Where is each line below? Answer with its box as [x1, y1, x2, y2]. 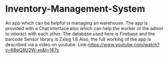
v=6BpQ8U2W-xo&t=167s [5, 47, 60, 53]
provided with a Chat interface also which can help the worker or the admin [5, 25, 163, 31]
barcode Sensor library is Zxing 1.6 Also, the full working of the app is [5, 36, 151, 42]
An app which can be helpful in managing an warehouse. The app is [5, 20, 148, 26]
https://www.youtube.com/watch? [88, 41, 160, 47]
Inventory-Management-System [5, 3, 146, 15]
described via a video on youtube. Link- [5, 41, 89, 47]
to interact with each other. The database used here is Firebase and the [5, 31, 155, 37]
